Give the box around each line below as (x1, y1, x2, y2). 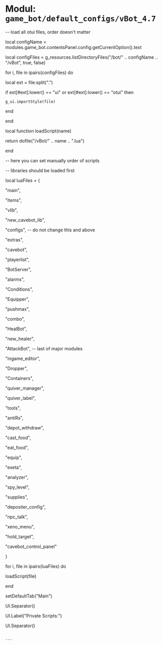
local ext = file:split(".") (5, 79, 53, 85)
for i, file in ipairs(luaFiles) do (5, 563, 66, 569)
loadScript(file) (5, 573, 37, 579)
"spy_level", (5, 484, 30, 490)
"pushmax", (5, 306, 30, 312)
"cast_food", (5, 435, 32, 441)
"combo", (5, 316, 25, 322)
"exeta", (5, 464, 22, 470)
